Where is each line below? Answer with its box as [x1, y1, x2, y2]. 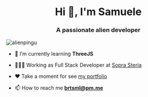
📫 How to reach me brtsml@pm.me [14, 84, 104, 92]
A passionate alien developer [56, 26, 141, 34]
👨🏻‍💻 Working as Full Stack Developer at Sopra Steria [14, 62, 142, 69]
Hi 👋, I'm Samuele [54, 5, 142, 19]
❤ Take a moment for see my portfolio [14, 73, 107, 80]
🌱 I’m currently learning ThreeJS [14, 51, 94, 58]
